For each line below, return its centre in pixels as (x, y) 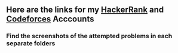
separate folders (31, 43)
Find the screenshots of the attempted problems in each (89, 36)
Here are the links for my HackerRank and (85, 10)
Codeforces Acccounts (50, 19)
